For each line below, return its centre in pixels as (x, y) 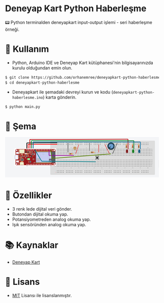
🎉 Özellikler (29, 195)
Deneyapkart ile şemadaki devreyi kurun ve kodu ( (62, 92)
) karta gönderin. (60, 97)
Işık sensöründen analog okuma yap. (49, 224)
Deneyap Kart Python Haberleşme (76, 9)
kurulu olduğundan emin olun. (42, 68)
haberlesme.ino (28, 97)
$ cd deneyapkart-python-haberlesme (42, 83)
